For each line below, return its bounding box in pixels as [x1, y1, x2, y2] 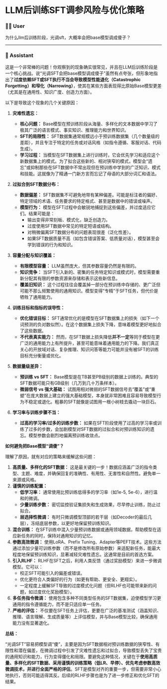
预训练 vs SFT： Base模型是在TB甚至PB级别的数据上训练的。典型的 [19, 373, 159, 379]
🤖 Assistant [5, 52, 34, 59]
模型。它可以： [12, 564, 43, 570]
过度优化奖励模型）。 [33, 589, 75, 595]
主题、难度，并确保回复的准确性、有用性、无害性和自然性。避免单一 [21, 470, 161, 476]
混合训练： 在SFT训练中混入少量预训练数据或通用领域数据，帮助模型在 [12, 526, 158, 532]
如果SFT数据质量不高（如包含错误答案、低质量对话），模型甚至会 [27, 235, 160, 241]
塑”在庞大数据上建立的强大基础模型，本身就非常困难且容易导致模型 [19, 392, 157, 398]
